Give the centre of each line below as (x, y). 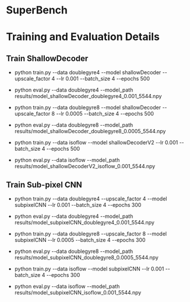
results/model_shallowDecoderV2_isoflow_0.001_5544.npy (85, 166)
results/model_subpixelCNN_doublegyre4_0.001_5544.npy (84, 222)
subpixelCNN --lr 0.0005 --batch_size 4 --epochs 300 (80, 240)
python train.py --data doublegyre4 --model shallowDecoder (88, 72)
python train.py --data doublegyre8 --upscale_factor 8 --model (91, 234)
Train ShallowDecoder (47, 58)
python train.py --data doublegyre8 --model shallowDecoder (88, 107)
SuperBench (37, 10)
